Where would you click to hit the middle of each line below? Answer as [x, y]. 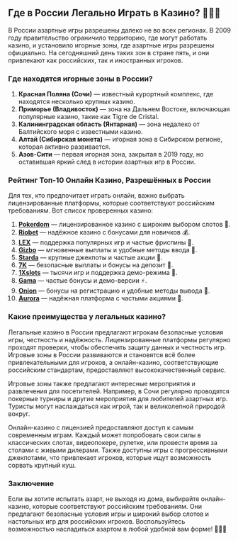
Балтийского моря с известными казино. [81, 132]
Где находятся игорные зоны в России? [80, 79]
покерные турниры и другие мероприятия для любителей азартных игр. [118, 398]
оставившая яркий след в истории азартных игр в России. [107, 162]
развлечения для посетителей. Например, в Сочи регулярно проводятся [119, 391]
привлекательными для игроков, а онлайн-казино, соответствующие [113, 362]
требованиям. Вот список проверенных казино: [81, 210]
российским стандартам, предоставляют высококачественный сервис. [117, 370]
